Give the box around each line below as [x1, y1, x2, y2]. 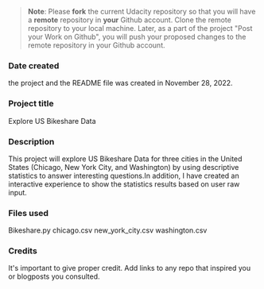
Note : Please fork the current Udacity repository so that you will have [27, 7, 256, 16]
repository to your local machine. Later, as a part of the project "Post [27, 24, 253, 33]
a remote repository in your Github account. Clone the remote [27, 15, 232, 25]
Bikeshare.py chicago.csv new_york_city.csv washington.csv [8, 225, 208, 235]
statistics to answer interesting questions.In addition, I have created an [8, 171, 240, 180]
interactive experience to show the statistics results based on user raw [8, 179, 240, 189]
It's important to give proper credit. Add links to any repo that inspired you [8, 264, 251, 273]
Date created [8, 60, 60, 71]
